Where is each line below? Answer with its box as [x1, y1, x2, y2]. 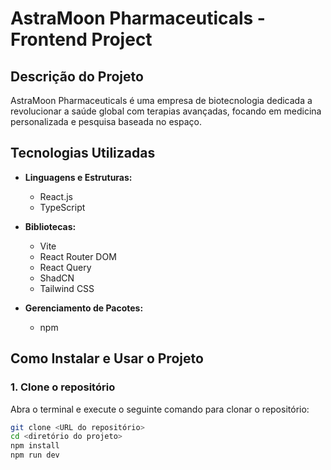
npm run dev [10, 450, 60, 461]
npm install [10, 441, 60, 451]
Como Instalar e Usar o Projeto [10, 350, 204, 367]
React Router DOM [39, 250, 117, 262]
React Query [39, 261, 92, 273]
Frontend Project [10, 28, 153, 51]
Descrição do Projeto [10, 68, 144, 85]
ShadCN [39, 272, 75, 284]
